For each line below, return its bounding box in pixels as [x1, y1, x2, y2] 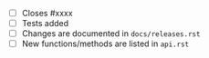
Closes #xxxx [21, 8, 74, 18]
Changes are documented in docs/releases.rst [21, 28, 201, 39]
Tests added [21, 18, 69, 29]
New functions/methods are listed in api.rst [21, 38, 190, 49]
